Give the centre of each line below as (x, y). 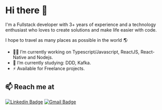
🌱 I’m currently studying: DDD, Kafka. (52, 63)
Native (19, 57)
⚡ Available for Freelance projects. (49, 68)
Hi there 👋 (26, 10)
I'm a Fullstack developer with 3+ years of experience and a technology (81, 24)
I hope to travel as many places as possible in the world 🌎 (66, 40)
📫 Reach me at (30, 87)
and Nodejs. (40, 57)
